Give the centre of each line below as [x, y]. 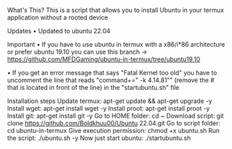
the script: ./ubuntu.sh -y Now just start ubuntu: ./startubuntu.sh [99, 138]
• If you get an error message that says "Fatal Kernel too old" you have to [112, 73]
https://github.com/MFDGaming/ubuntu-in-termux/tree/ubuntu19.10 [104, 59]
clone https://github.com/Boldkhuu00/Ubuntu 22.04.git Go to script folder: [114, 123]
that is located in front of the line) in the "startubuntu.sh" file [93, 87]
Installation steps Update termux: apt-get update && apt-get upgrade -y [110, 101]
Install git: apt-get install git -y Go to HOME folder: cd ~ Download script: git [116, 116]
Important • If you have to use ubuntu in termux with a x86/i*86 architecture [116, 44]
